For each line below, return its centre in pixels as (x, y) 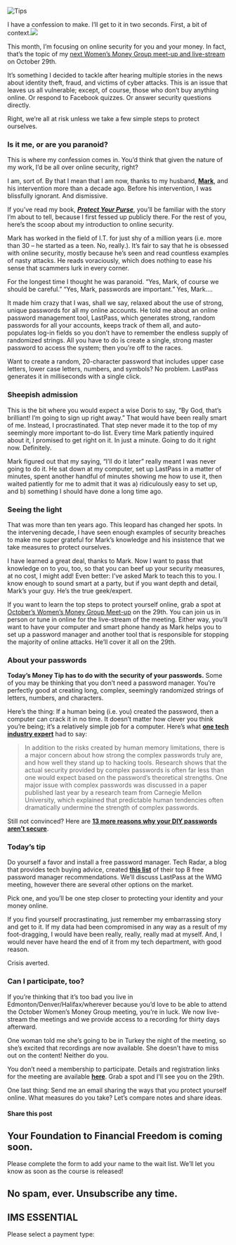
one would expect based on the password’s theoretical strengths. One (126, 778)
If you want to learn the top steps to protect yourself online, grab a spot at (114, 604)
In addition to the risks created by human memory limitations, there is (125, 748)
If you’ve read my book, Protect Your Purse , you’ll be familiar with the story (117, 210)
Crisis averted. (28, 963)
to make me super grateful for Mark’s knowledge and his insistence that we (116, 540)
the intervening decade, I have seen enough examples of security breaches (117, 532)
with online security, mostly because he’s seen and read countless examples (118, 253)
